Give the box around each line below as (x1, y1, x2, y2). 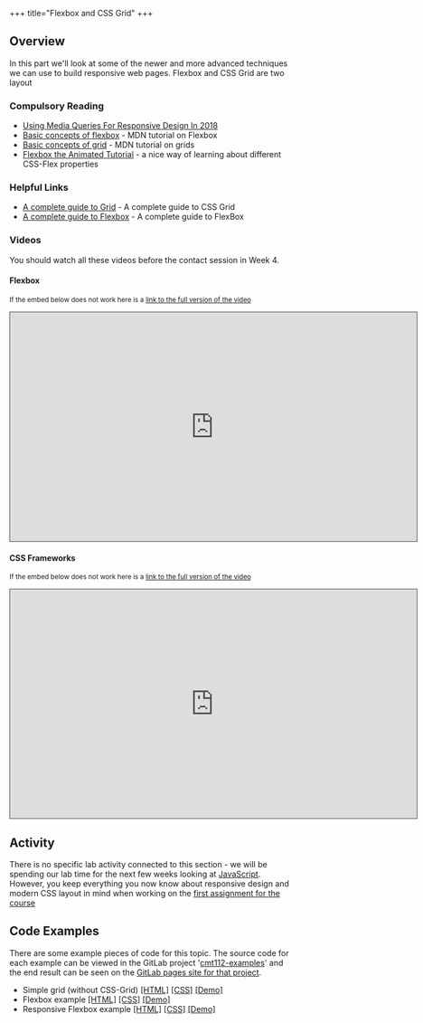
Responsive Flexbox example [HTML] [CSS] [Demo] (22, 1003, 216, 1014)
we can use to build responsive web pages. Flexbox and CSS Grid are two (9, 67, 285, 78)
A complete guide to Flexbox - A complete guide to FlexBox (22, 212, 244, 223)
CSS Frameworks (9, 552, 76, 564)
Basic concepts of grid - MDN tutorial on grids (22, 139, 195, 150)
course (9, 897, 36, 908)
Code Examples (9, 924, 99, 939)
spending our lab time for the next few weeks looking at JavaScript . (9, 868, 261, 879)
